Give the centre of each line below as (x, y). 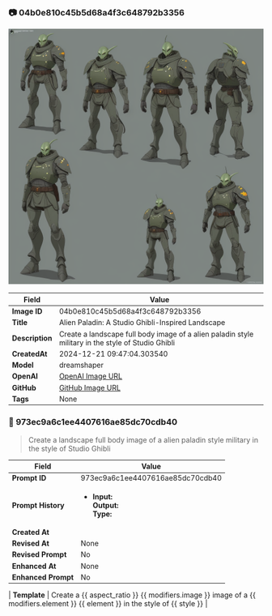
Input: (103, 496)
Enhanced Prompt (43, 577)
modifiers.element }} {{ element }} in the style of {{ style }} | (108, 604)
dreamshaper (81, 365)
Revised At (31, 543)
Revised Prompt (39, 554)
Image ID (27, 311)
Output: (106, 505)
